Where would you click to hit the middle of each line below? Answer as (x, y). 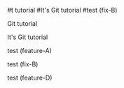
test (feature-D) (30, 78)
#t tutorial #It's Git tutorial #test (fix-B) (62, 10)
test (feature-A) (30, 51)
